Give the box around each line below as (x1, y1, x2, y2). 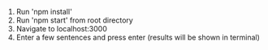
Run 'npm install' (15, 7, 73, 16)
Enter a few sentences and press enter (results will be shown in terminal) (15, 32, 260, 42)
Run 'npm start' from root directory (15, 15, 134, 25)
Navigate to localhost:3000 (15, 24, 108, 33)
